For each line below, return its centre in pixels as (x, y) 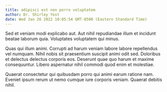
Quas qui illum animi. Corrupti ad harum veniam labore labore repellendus (81, 49)
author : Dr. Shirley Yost (32, 15)
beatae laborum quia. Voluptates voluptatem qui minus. (62, 39)
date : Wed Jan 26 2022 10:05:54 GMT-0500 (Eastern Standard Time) (76, 19)
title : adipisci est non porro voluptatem (50, 10)
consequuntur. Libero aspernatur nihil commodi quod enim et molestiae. (80, 65)
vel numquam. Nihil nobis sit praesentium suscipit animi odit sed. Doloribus (83, 54)
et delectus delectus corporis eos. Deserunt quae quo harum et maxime (80, 59)
